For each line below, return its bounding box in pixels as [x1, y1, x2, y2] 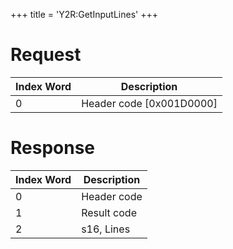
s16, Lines [81, 222, 131, 236]
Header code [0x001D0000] [81, 96, 218, 110]
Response [10, 137, 96, 159]
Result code [81, 205, 137, 219]
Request [10, 44, 82, 66]
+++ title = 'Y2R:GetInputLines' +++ [10, 9, 158, 20]
